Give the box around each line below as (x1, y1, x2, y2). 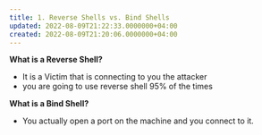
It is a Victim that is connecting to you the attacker (21, 72, 207, 82)
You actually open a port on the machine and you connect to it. (21, 115, 255, 126)
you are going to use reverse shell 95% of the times (21, 81, 213, 92)
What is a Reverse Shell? (9, 55, 103, 65)
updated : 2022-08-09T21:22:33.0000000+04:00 (9, 21, 178, 30)
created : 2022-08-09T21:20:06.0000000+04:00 (9, 30, 178, 38)
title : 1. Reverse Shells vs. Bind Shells (9, 13, 170, 22)
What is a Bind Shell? (9, 98, 89, 109)
